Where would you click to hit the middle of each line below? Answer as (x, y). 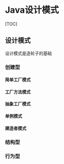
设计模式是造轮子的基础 (28, 53)
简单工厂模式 (18, 80)
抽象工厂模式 (18, 104)
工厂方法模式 (18, 92)
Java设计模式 (32, 10)
